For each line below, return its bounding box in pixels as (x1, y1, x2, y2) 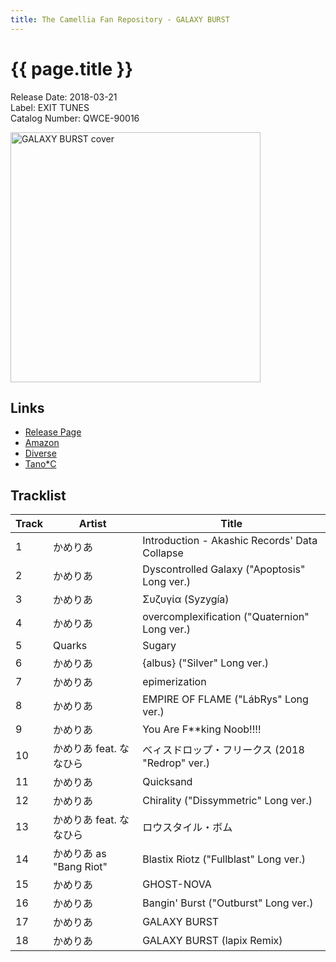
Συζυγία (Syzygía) (142, 592, 230, 606)
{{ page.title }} (10, 57, 134, 80)
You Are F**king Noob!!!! (142, 722, 262, 736)
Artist (78, 517, 107, 531)
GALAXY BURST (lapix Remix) (142, 934, 283, 948)
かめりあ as (53, 847, 107, 861)
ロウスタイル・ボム (142, 821, 233, 835)
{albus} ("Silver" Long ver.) (142, 656, 269, 670)
